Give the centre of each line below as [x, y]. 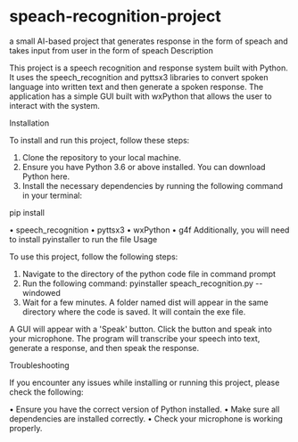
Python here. [46, 176]
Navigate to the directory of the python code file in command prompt [149, 274]
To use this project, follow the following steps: [94, 257]
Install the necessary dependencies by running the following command [153, 185]
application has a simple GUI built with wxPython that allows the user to [141, 96]
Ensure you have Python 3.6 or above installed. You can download [144, 167]
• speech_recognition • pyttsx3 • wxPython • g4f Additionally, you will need [149, 230]
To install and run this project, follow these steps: [99, 140]
